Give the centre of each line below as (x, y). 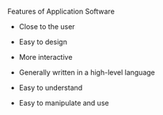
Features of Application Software (61, 11)
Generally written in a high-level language (87, 72)
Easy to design (43, 42)
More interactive (45, 57)
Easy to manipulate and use (64, 103)
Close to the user (47, 26)
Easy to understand (51, 87)
